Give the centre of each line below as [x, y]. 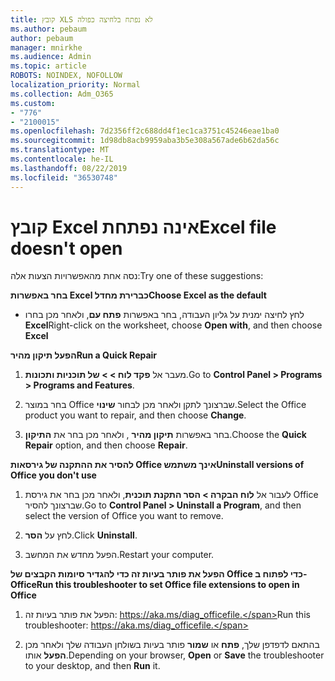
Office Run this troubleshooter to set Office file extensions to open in [155, 585]
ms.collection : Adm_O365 [62, 94]
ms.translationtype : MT [60, 150]
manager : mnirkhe [46, 47]
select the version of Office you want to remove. [124, 516]
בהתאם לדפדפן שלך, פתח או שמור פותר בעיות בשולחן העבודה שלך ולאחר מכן [172, 645]
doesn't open [66, 248]
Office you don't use [53, 475]
